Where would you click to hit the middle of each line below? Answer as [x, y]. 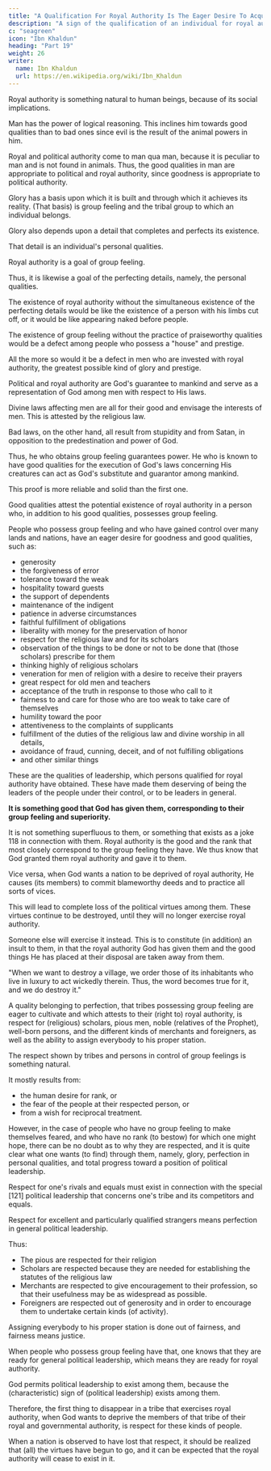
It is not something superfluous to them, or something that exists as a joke [131, 832]
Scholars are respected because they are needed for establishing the [135, 1268]
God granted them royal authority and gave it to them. [98, 858]
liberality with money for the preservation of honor [104, 630]
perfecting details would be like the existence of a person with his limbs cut [133, 310]
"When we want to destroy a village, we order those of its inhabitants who [131, 973]
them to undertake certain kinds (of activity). [94, 1311]
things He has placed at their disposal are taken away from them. [116, 956]
